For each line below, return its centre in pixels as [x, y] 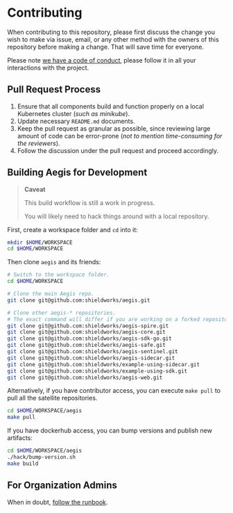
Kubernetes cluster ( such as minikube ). [74, 113]
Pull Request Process [54, 89]
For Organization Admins [62, 486]
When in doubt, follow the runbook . [58, 502]
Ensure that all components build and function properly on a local [111, 106]
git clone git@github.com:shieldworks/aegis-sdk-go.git [89, 339]
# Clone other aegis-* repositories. [62, 313]
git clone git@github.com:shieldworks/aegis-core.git [87, 332]
